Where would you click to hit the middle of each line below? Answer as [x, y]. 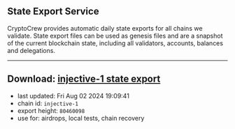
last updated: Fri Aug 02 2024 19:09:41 [73, 96]
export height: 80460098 [51, 110]
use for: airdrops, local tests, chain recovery [81, 118]
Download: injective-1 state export [84, 79]
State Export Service [53, 12]
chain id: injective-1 [48, 103]
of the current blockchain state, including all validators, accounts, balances [115, 43]
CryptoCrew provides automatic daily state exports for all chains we [105, 28]
